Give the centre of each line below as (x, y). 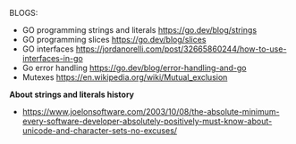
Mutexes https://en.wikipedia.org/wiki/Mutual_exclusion (125, 77)
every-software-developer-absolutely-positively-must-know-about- (147, 121)
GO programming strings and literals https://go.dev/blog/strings (140, 30)
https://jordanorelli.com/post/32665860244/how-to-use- (181, 49)
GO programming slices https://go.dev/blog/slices (114, 40)
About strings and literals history (72, 94)
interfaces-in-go (52, 58)
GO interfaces (48, 49)
